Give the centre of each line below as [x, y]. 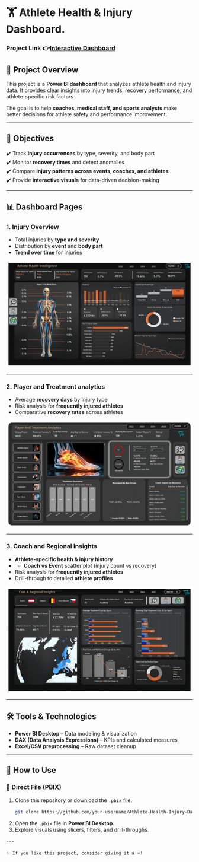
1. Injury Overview [33, 227]
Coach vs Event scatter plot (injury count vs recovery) [90, 565]
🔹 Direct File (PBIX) [34, 787]
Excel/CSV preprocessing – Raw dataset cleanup [75, 746]
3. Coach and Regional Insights [52, 546]
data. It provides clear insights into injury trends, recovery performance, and [99, 90]
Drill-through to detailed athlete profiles [64, 578]
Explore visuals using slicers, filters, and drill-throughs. [82, 829]
